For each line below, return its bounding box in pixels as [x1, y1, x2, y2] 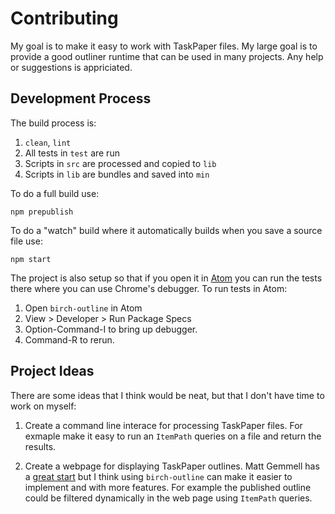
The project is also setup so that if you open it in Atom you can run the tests [10, 272, 323, 284]
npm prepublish [10, 207, 74, 217]
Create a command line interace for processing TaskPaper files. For [24, 419, 303, 431]
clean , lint [24, 136, 72, 148]
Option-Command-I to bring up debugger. [24, 323, 198, 335]
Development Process [10, 90, 152, 107]
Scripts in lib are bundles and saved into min [24, 168, 210, 180]
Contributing [10, 7, 119, 30]
